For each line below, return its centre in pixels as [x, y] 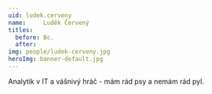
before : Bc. [35, 37]
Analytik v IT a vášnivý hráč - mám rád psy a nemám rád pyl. [106, 81]
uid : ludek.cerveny [40, 15]
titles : [21, 30]
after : [26, 45]
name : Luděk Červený [49, 23]
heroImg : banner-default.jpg [56, 60]
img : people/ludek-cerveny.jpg [59, 52]
